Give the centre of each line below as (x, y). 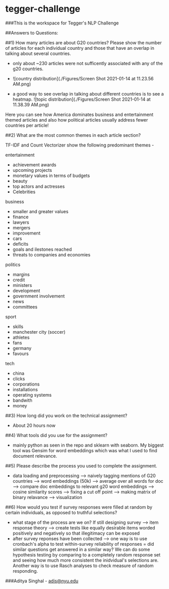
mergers (21, 227)
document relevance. (35, 456)
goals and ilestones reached (42, 249)
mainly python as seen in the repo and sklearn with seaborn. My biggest (88, 445)
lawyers (21, 222)
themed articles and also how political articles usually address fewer (77, 120)
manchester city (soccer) (39, 332)
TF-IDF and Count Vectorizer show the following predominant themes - (80, 145)
